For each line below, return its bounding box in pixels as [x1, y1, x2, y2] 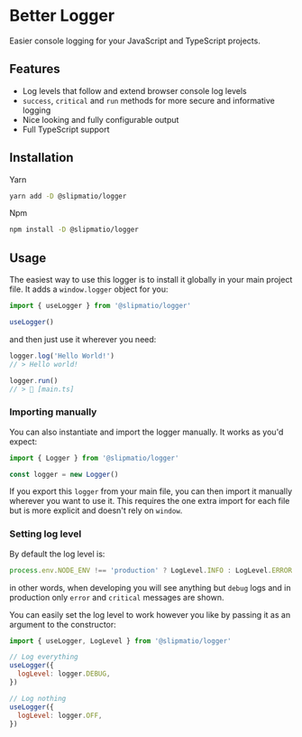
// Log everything [9, 652, 78, 662]
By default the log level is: [9, 548, 105, 559]
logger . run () [9, 376, 59, 385]
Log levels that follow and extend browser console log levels [22, 85, 247, 96]
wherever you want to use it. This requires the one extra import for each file [9, 496, 290, 507]
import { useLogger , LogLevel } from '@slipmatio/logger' [9, 636, 232, 646]
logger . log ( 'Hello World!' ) [9, 351, 115, 360]
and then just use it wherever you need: [9, 333, 157, 344]
